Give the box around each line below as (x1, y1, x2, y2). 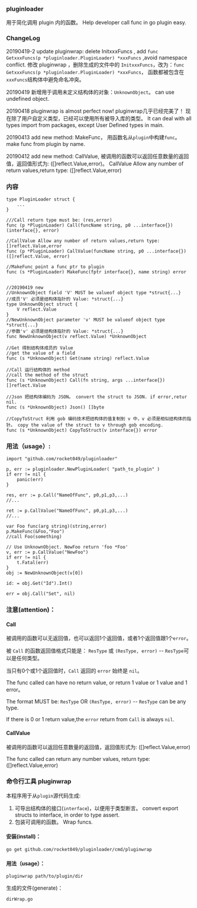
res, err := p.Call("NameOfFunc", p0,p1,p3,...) (6, 492, 128, 498)
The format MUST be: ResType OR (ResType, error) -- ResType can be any (6, 698, 186, 705)
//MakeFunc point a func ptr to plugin (6, 263, 105, 270)
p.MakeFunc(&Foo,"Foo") (6, 528, 65, 535)
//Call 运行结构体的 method (6, 367, 70, 372)
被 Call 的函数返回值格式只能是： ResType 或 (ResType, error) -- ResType (6, 647, 184, 654)
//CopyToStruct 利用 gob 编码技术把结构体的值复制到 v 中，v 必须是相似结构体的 (6, 416, 188, 422)
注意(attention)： (6, 606, 56, 614)
